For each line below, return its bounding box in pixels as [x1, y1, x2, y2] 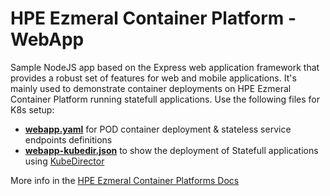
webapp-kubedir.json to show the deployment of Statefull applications [24, 144, 319, 156]
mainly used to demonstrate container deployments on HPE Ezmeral [10, 82, 292, 94]
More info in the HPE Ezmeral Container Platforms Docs [10, 174, 240, 186]
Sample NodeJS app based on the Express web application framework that [10, 61, 320, 73]
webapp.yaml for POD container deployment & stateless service [24, 123, 292, 135]
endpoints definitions [24, 133, 113, 146]
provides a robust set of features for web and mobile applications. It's [10, 72, 297, 84]
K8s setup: [10, 103, 55, 116]
